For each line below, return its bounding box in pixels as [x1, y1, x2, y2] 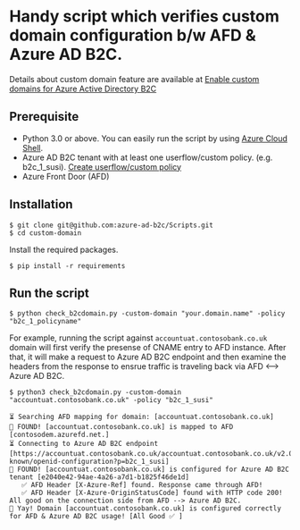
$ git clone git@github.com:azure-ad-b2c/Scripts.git [9, 221, 214, 230]
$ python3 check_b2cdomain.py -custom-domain [9, 388, 181, 397]
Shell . [21, 142, 44, 153]
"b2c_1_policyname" [9, 317, 82, 326]
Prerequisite [9, 109, 79, 124]
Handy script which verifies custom [9, 6, 279, 27]
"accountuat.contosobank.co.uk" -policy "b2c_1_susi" [9, 396, 214, 405]
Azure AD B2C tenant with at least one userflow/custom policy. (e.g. [21, 152, 273, 163]
